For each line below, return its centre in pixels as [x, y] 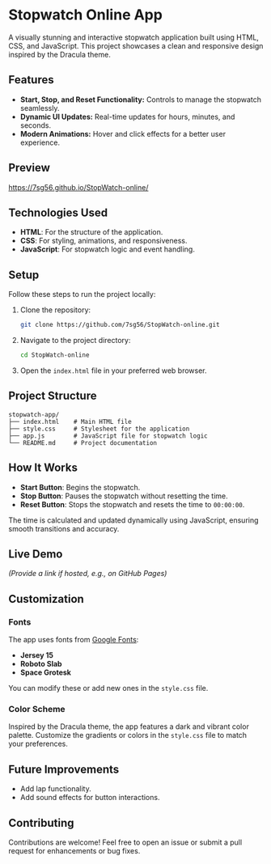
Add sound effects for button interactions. [90, 798]
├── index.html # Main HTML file [70, 421]
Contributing [41, 823]
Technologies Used [58, 212]
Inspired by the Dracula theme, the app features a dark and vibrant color [129, 726]
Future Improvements [64, 769]
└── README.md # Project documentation [83, 443]
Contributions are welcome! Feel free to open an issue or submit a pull [125, 842]
